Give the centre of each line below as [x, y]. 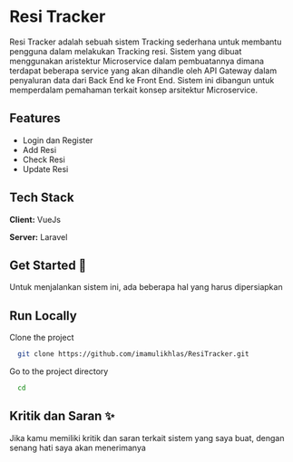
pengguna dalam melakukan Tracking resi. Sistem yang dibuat [126, 51]
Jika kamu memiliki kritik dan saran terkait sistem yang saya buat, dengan [147, 438]
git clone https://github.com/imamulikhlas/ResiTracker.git [133, 354]
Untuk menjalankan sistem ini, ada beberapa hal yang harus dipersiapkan [146, 287]
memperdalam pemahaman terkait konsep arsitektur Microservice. [134, 90]
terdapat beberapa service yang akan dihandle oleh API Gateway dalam [143, 71]
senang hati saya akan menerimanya [78, 448]
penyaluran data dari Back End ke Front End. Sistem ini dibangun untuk [142, 80]
